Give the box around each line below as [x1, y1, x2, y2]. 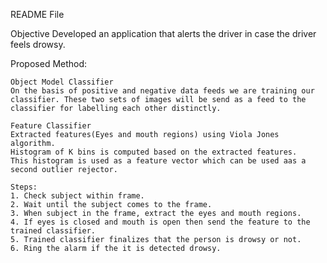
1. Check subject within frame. [10, 191, 145, 201]
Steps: [10, 182, 38, 192]
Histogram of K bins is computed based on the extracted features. [10, 147, 298, 157]
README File [10, 9, 65, 20]
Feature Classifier [10, 121, 92, 131]
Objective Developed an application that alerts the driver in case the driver [10, 28, 317, 39]
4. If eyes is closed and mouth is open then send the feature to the [10, 217, 311, 227]
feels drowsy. [10, 39, 66, 50]
